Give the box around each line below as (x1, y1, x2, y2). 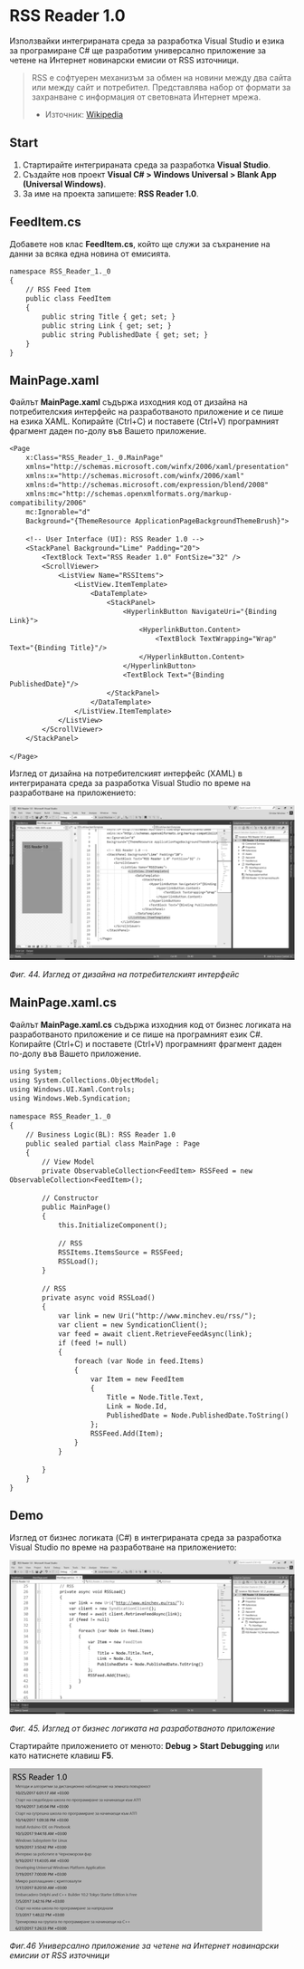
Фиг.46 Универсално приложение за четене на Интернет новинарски (9, 1940, 279, 1952)
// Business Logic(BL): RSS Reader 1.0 (25, 1129, 176, 1139)
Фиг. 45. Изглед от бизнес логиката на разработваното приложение (9, 1723, 276, 1734)
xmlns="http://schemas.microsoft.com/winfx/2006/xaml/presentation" (25, 463, 290, 472)
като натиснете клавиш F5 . (9, 1750, 115, 1762)
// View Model (42, 1157, 95, 1167)
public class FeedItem (25, 293, 111, 303)
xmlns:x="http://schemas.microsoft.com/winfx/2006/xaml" (25, 472, 245, 481)
